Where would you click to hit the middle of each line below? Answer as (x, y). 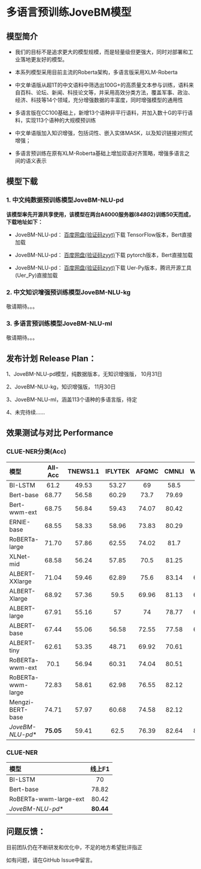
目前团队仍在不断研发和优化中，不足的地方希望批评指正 (74, 847)
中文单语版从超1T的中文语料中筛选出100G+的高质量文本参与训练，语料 (102, 85)
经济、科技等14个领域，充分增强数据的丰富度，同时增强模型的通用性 (99, 100)
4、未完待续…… (26, 413)
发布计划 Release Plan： (51, 358)
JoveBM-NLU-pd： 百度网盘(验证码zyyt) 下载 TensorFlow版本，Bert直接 (103, 234)
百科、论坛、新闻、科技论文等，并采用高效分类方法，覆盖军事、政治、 (106, 92)
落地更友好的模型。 (44, 59)
